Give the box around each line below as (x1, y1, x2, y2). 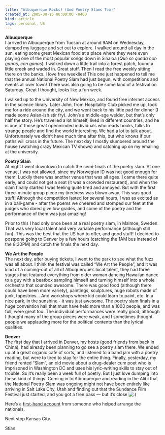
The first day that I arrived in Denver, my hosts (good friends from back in (5, 339, 155, 345)
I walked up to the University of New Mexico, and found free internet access (5, 97, 160, 103)
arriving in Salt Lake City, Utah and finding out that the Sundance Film (5, 386, 147, 392)
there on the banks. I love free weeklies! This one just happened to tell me (5, 71, 155, 77)
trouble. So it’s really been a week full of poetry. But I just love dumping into (5, 370, 159, 376)
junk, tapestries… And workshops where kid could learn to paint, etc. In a (5, 293, 154, 299)
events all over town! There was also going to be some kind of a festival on (5, 82, 157, 88)
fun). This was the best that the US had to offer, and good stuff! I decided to (5, 231, 159, 237)
